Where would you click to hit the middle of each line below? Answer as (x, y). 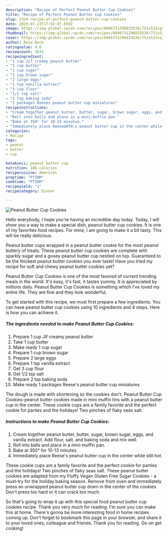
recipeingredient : (25, 56)
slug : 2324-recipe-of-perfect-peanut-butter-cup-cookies (66, 19)
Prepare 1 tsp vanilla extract (41, 363)
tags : (11, 140)
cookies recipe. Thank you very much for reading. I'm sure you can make (81, 507)
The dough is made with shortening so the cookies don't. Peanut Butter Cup (84, 394)
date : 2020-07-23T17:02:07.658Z (39, 24)
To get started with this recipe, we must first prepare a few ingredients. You (83, 302)
